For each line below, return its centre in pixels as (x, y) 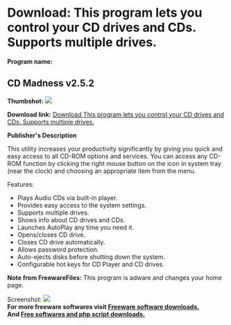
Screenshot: (25, 299)
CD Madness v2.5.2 (51, 84)
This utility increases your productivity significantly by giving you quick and (115, 149)
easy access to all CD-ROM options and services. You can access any (108, 156)
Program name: (30, 61)
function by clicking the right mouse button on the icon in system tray (122, 163)
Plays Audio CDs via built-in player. (67, 198)
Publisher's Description (42, 135)
